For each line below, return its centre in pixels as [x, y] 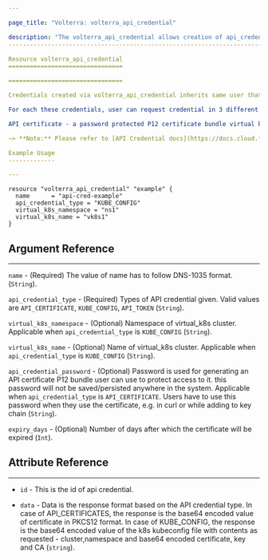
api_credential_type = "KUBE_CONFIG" [78, 203]
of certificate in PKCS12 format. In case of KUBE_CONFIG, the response [137, 522]
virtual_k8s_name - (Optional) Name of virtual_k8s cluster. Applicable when [132, 348]
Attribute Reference [59, 463]
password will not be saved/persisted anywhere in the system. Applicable [129, 388]
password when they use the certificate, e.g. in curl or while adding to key [130, 405]
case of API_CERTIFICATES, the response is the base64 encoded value [136, 513]
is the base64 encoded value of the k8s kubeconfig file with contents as [138, 530]
